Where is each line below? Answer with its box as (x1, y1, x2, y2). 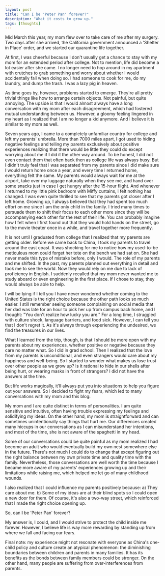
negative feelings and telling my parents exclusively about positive (5, 141, 139, 147)
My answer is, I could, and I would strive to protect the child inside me (5, 519, 147, 525)
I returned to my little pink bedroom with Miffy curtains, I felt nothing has (5, 188, 152, 194)
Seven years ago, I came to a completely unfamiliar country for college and (5, 131, 157, 137)
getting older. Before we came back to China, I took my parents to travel (5, 239, 151, 246)
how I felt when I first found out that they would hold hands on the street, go (5, 220, 159, 226)
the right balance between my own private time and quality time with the (5, 454, 151, 460)
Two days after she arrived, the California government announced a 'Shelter (5, 40, 159, 46)
